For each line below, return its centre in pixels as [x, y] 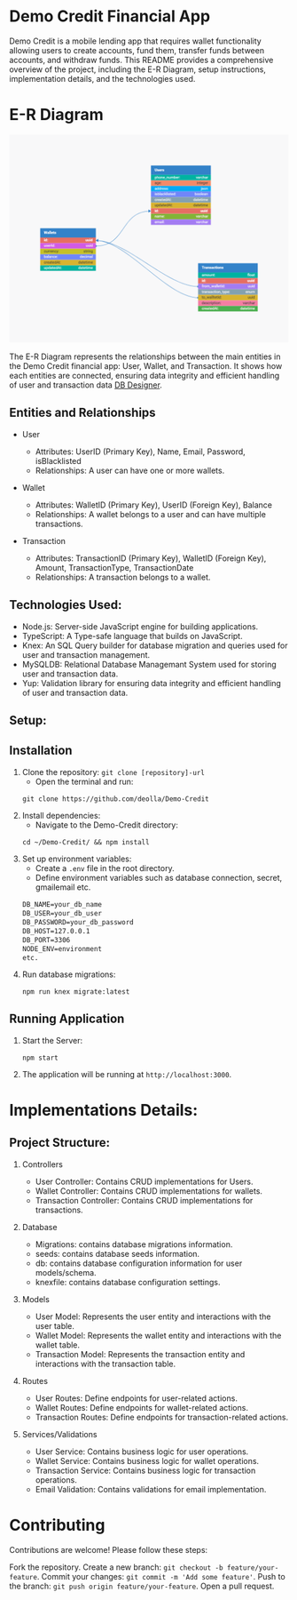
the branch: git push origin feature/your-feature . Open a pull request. [142, 1586]
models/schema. [66, 1272]
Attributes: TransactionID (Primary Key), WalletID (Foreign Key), [151, 558]
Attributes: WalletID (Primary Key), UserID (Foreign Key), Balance [154, 505]
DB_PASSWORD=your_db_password [78, 922]
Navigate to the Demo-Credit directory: [107, 825]
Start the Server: [52, 1040]
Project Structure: [60, 1143]
